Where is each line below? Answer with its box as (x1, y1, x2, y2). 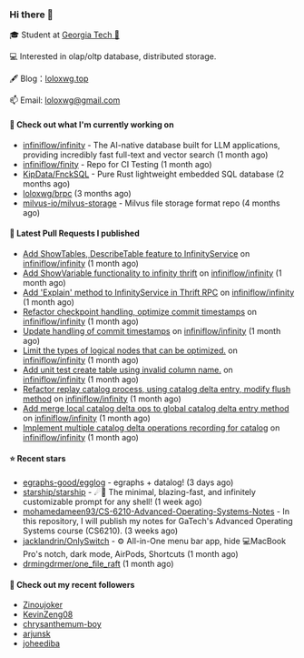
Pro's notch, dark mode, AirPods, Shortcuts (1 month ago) (22, 548, 239, 559)
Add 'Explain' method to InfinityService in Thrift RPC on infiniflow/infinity (22, 287, 295, 298)
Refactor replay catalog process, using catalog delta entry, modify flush (22, 383, 291, 394)
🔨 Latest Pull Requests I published (9, 228, 141, 239)
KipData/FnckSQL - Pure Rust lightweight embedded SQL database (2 (22, 168, 284, 179)
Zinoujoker (22, 600, 64, 611)
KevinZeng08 (22, 609, 74, 620)
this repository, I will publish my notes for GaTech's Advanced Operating (22, 515, 293, 526)
